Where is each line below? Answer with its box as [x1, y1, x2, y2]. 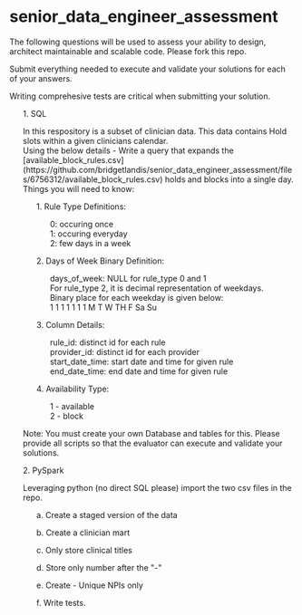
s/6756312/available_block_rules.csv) [22, 174, 163, 185]
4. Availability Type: [35, 383, 110, 394]
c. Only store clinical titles [35, 544, 133, 555]
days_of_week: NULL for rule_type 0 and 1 [49, 273, 207, 283]
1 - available [49, 400, 95, 411]
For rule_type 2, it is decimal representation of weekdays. [49, 283, 265, 293]
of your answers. [9, 72, 73, 83]
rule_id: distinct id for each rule [49, 337, 166, 348]
